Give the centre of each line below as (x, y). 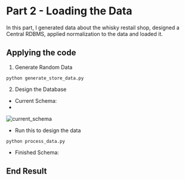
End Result (27, 171)
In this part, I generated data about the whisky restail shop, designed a (93, 28)
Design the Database (41, 89)
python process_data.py (36, 141)
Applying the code (41, 53)
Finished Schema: (37, 152)
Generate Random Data (44, 67)
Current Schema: (36, 100)
